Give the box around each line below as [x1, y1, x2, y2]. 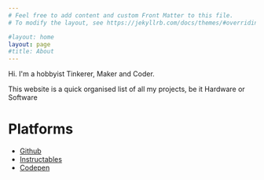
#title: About [8, 48, 55, 56]
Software [8, 93, 38, 102]
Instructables [19, 155, 63, 164]
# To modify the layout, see [8, 19, 104, 27]
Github [19, 146, 42, 156]
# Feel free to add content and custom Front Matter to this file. [8, 11, 234, 20]
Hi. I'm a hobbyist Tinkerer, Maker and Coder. [8, 69, 155, 79]
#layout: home [8, 33, 55, 41]
